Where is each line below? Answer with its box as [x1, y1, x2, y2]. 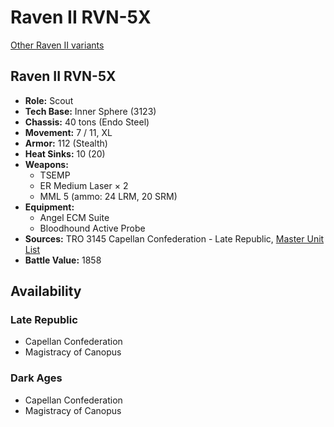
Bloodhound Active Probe [39, 222, 146, 234]
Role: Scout [24, 94, 74, 106]
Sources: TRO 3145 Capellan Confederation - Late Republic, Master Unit [24, 232, 325, 245]
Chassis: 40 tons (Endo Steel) [24, 116, 150, 128]
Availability [10, 283, 82, 300]
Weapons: [24, 158, 69, 170]
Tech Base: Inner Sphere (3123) [24, 105, 157, 117]
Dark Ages [10, 371, 63, 385]
